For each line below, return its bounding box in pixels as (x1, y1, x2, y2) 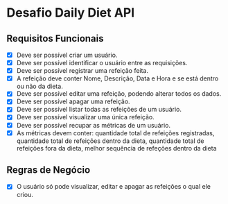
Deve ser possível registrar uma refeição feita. (16, 67, 148, 75)
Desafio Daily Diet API (6, 5, 135, 21)
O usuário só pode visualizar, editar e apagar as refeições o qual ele (16, 182, 211, 191)
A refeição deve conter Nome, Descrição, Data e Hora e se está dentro (16, 74, 219, 83)
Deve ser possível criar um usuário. (16, 51, 118, 59)
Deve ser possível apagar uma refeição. (16, 97, 130, 105)
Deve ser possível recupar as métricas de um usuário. (16, 121, 171, 129)
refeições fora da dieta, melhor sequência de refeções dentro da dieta (16, 144, 217, 152)
